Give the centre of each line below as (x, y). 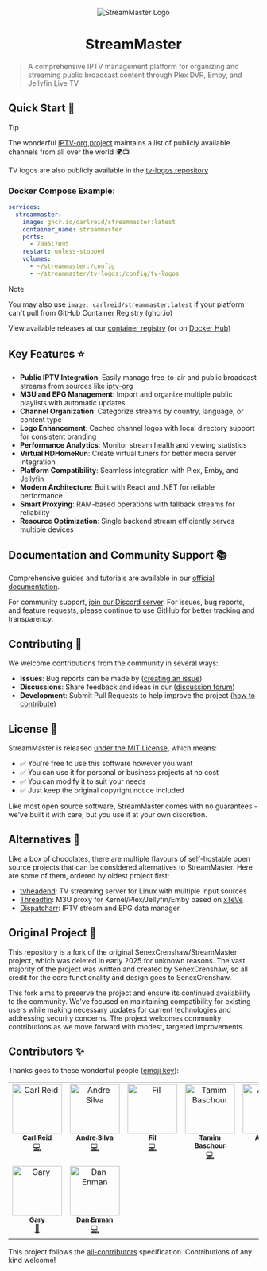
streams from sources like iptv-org (76, 386)
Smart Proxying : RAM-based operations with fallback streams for (128, 504)
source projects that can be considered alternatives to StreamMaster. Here (130, 867)
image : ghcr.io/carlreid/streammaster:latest (99, 222)
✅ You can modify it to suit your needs (83, 781)
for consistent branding (58, 436)
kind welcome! (32, 1261)
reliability (35, 512)
